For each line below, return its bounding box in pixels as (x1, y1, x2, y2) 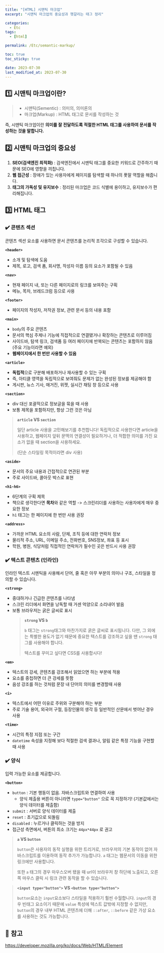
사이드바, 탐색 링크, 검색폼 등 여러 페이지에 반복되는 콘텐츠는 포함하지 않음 (12, 338, 153, 344)
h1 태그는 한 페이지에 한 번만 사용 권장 (12, 512, 84, 517)
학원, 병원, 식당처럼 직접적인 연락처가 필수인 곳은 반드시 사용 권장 (12, 543, 136, 549)
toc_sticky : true (5, 56, 41, 61)
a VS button (17, 836, 41, 842)
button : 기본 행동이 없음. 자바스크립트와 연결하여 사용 (12, 790, 115, 796)
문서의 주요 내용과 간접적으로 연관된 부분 (12, 468, 89, 474)
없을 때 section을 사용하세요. (26, 439, 82, 445)
